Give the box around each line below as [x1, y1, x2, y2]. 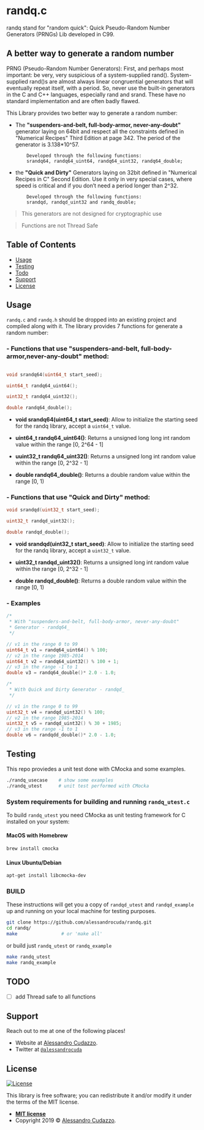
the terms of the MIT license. [6, 1098, 80, 1106]
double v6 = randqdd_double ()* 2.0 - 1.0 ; [6, 732, 116, 738]
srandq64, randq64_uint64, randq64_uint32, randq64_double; [26, 158, 183, 164]
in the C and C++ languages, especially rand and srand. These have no [6, 90, 186, 98]
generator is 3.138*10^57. [15, 141, 80, 148]
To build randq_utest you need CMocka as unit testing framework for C [6, 811, 186, 818]
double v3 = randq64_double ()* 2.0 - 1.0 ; [6, 670, 116, 676]
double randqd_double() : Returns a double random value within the [15, 577, 187, 584]
